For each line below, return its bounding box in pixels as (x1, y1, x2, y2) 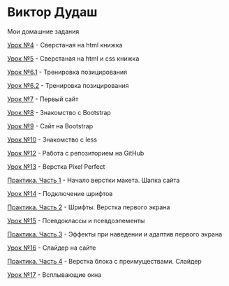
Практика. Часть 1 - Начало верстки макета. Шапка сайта (7, 176, 180, 184)
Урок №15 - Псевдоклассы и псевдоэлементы (7, 216, 145, 225)
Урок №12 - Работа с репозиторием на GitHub (7, 149, 145, 157)
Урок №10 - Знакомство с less (7, 135, 98, 144)
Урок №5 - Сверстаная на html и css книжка (7, 54, 140, 63)
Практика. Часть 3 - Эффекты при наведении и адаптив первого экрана (7, 229, 223, 238)
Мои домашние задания (7, 27, 80, 36)
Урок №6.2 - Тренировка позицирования (7, 81, 129, 89)
